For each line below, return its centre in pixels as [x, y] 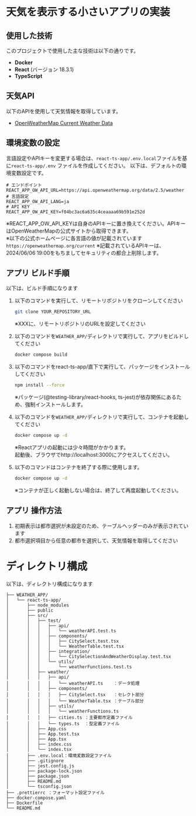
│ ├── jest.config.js [40, 766]
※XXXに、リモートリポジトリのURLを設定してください [80, 324]
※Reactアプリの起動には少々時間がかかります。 [71, 447]
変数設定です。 [29, 173]
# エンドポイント [24, 185]
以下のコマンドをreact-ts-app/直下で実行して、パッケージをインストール [102, 367]
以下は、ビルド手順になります [42, 288]
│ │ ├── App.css [36, 729]
